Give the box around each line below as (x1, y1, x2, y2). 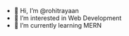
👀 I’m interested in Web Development (13, 14, 122, 22)
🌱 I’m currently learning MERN (13, 21, 102, 29)
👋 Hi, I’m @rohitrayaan (13, 7, 79, 15)
